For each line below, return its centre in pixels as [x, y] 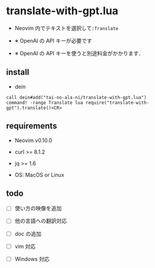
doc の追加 [28, 234]
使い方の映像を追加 [38, 208]
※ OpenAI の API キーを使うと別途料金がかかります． [79, 53]
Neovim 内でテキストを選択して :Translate [66, 28]
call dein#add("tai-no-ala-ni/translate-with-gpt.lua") [76, 97]
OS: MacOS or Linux [39, 175]
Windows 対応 [32, 259]
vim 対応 [25, 246]
